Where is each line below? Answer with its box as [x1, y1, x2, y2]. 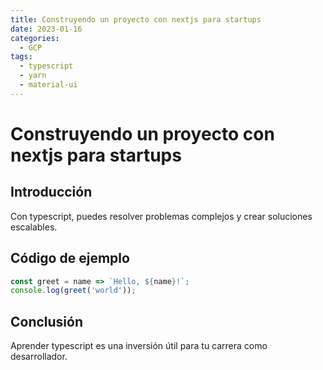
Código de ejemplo [10, 250, 130, 267]
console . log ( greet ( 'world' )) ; [10, 286, 137, 296]
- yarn [19, 71, 47, 81]
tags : [10, 52, 33, 62]
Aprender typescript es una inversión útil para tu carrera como [10, 340, 268, 352]
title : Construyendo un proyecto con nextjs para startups [10, 14, 262, 25]
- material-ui [19, 80, 78, 90]
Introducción [10, 184, 93, 201]
